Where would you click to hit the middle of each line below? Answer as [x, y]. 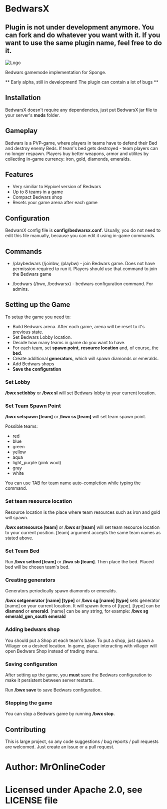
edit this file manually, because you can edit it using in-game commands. [80, 236]
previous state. [28, 332]
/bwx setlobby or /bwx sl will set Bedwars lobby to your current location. [80, 393]
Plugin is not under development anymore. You [79, 27]
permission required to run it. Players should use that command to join [85, 269]
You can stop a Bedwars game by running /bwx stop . [60, 714]
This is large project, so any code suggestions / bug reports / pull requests [82, 741]
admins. [20, 289]
